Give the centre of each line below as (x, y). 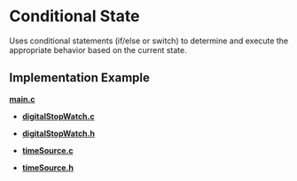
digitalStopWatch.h (59, 133)
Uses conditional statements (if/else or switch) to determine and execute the (149, 41)
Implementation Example (80, 78)
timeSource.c (47, 150)
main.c (22, 99)
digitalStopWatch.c (58, 116)
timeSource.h (47, 167)
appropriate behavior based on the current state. (98, 49)
